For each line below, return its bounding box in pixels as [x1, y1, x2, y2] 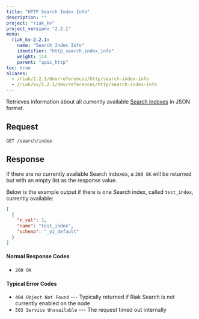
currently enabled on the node [14, 300, 90, 307]
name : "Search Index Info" [17, 43, 85, 49]
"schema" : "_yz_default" [17, 229, 79, 235]
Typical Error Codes [6, 280, 57, 287]
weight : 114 [17, 54, 47, 60]
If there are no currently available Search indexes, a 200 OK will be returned [6, 170, 192, 178]
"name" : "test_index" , [17, 223, 74, 229]
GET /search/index [6, 138, 52, 144]
